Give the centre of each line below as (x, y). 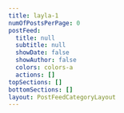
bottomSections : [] (41, 90)
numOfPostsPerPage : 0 (44, 23)
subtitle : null (41, 45)
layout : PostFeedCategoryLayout (62, 97)
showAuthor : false (46, 60)
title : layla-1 (34, 16)
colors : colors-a (44, 68)
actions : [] (36, 75)
